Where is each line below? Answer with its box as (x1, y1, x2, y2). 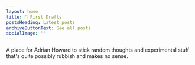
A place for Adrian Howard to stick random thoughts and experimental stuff (6, 46, 190, 53)
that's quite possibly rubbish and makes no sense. (6, 53, 128, 60)
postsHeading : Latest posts (6, 19, 76, 25)
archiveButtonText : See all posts (6, 25, 92, 31)
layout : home (6, 8, 38, 15)
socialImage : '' (6, 30, 46, 36)
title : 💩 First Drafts (6, 14, 62, 20)
